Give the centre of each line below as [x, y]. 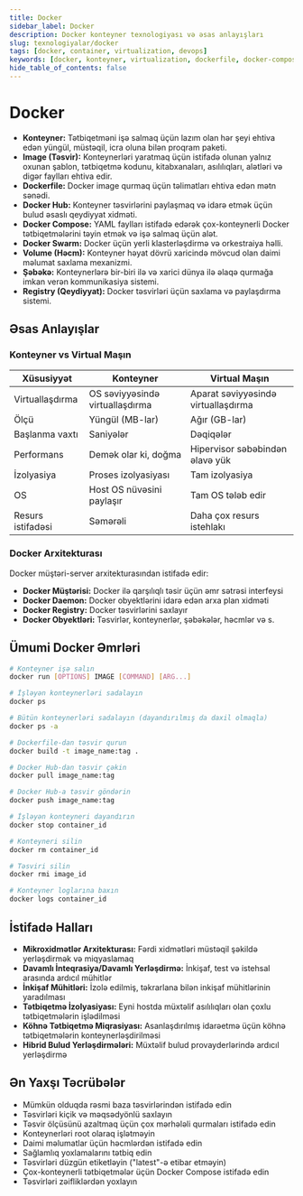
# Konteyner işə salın [52, 669]
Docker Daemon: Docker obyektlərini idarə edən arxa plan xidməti [145, 600]
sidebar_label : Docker [52, 26]
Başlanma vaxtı [46, 434]
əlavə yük [211, 459]
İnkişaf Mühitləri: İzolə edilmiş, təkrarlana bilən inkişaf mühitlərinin [146, 987]
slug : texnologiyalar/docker [64, 43]
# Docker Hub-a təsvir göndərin [70, 792]
